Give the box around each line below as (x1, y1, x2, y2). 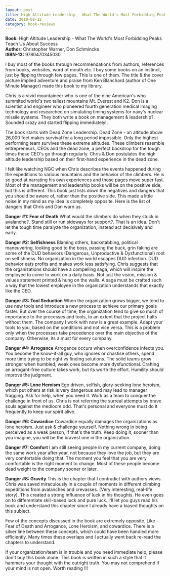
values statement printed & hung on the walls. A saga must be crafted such (5, 277, 162, 283)
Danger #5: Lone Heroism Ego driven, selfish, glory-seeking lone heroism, (5, 382, 161, 388)
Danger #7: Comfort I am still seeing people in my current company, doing (5, 444, 161, 450)
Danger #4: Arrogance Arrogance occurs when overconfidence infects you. (5, 345, 164, 351)
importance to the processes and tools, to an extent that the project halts (5, 314, 157, 320)
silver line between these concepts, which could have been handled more (5, 528, 159, 534)
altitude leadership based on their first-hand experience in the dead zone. (5, 156, 159, 162)
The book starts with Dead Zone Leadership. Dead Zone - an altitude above (5, 130, 163, 136)
